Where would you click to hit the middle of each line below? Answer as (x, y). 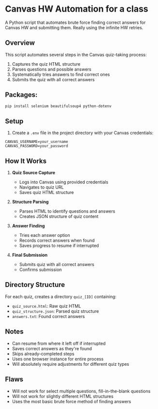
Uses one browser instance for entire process (58, 359)
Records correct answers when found (57, 240)
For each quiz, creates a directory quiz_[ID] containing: (61, 296)
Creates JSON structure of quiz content (59, 216)
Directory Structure (35, 285)
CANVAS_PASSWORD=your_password (37, 146)
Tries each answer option (45, 235)
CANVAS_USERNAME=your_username (37, 142)
